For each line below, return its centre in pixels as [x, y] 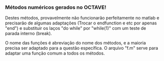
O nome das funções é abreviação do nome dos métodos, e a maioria [76, 43]
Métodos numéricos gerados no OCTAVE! [56, 7]
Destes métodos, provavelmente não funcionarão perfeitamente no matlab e [82, 18]
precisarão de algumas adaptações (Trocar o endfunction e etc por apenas [81, 23]
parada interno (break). [29, 34]
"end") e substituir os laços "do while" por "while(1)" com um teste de [76, 28]
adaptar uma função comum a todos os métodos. [55, 53]
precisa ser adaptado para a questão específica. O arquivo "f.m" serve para [82, 48]
